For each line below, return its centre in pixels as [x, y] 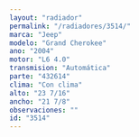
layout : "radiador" [46, 18]
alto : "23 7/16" [40, 93]
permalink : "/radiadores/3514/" [70, 26]
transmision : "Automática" [60, 68]
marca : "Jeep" [36, 34]
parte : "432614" [40, 77]
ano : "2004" [32, 51]
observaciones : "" [44, 110]
